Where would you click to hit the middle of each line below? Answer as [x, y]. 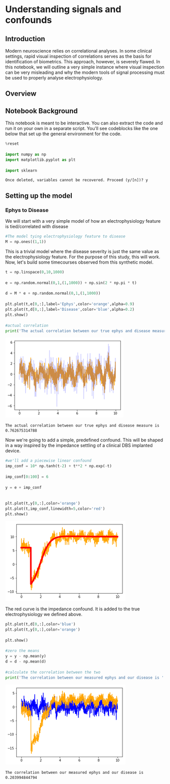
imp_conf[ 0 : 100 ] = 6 [27, 477]
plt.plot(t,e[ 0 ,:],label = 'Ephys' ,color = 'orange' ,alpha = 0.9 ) [70, 304]
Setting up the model [39, 196]
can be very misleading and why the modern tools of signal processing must [85, 72]
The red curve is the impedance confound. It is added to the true [73, 609]
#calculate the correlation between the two [53, 672]
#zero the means [22, 651]
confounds [29, 20]
